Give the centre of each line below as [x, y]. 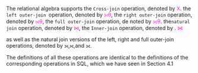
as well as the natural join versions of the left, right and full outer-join [90, 39]
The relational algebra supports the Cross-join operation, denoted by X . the [99, 9]
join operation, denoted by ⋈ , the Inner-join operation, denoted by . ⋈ [95, 28]
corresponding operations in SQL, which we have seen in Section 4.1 [90, 64]
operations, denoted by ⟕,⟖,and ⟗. [49, 46]
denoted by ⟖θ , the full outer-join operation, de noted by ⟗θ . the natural [98, 21]
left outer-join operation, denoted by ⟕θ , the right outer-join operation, [99, 15]
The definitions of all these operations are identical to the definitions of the [97, 57]
